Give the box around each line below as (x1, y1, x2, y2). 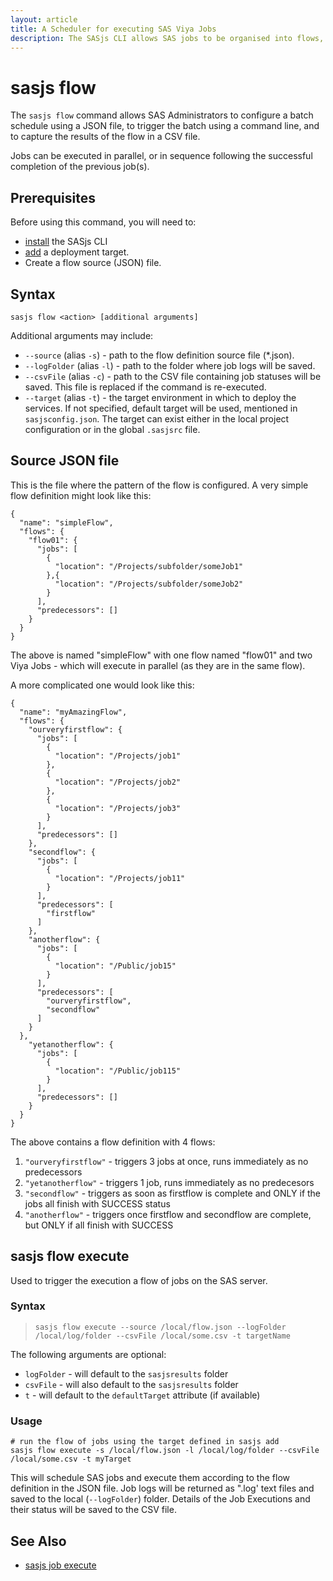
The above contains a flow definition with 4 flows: (10, 1136, 216, 1148)
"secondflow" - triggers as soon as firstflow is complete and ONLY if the (24, 1187, 322, 1199)
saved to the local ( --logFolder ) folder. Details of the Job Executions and (10, 1493, 311, 1505)
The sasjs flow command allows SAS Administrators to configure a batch (10, 109, 314, 121)
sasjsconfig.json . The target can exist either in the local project (24, 412, 290, 425)
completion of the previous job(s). (10, 161, 150, 173)
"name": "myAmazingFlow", (19, 707, 128, 717)
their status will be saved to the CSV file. (10, 1504, 177, 1516)
